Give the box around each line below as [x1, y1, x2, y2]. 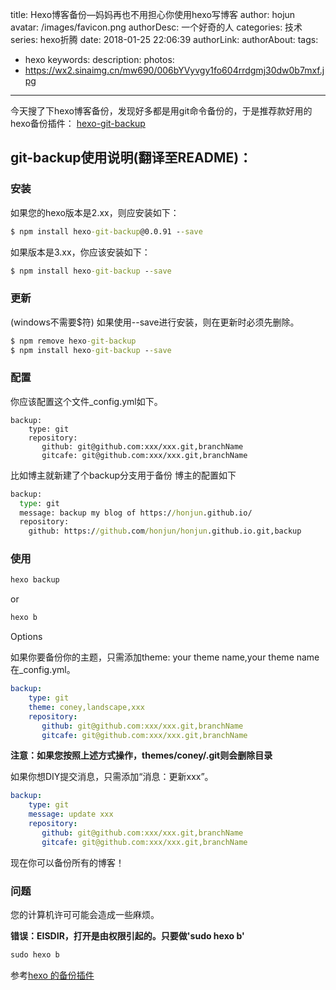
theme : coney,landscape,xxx [28, 702, 145, 712]
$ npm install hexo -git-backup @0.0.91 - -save [10, 226, 203, 237]
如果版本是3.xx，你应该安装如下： [10, 246, 151, 258]
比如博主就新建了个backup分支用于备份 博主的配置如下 [10, 469, 237, 481]
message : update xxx [28, 809, 114, 820]
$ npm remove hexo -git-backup [10, 336, 137, 346]
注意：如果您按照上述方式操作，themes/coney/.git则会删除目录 [10, 749, 273, 762]
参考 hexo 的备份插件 [10, 969, 95, 981]
